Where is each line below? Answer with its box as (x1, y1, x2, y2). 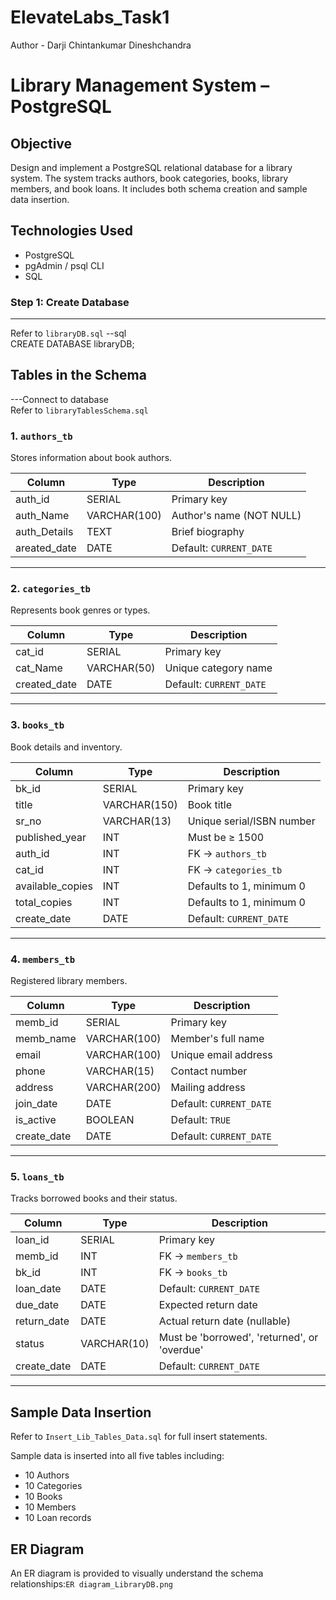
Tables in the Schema (10, 367, 147, 384)
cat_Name (15, 661, 63, 675)
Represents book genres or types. (10, 604, 151, 616)
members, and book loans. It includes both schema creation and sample (10, 182, 308, 195)
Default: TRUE (170, 1113, 232, 1127)
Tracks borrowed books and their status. (10, 1192, 178, 1205)
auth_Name (15, 509, 70, 523)
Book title (187, 797, 232, 811)
